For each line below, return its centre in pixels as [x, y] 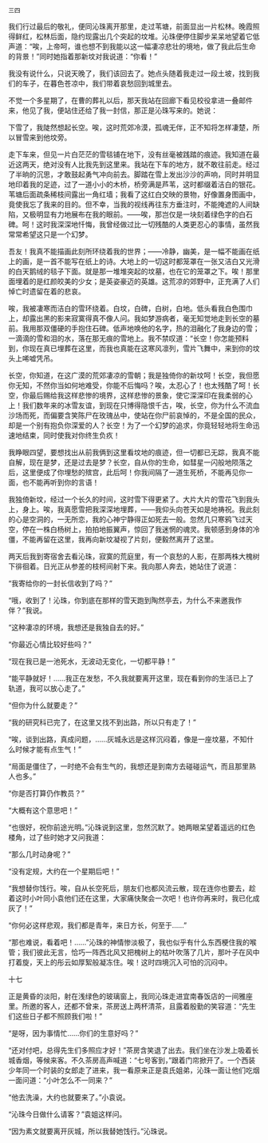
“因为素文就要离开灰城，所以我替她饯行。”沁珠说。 [90, 1131]
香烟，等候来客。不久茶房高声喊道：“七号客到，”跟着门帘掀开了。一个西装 [135, 1060]
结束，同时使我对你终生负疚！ [71, 435]
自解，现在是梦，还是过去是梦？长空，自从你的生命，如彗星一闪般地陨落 [127, 462]
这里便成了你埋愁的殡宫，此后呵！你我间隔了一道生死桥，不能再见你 [134, 472]
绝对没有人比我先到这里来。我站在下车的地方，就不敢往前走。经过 [151, 164]
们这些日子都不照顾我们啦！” [55, 1016]
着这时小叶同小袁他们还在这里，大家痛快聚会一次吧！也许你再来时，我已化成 [134, 898]
